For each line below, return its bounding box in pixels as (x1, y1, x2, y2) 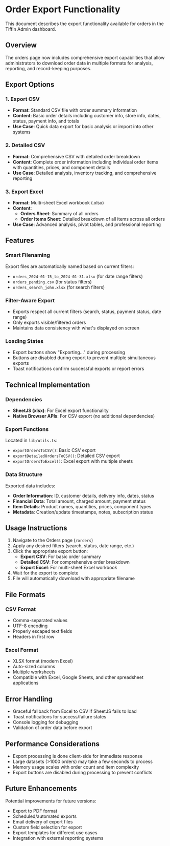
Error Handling (5, 694, 53, 703)
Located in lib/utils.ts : (5, 437, 58, 444)
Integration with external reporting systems (12, 835, 104, 841)
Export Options (5, 80, 55, 89)
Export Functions (5, 425, 49, 432)
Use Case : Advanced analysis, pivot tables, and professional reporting (12, 221, 161, 228)
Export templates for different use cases (12, 829, 98, 836)
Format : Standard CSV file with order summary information (12, 107, 137, 113)
